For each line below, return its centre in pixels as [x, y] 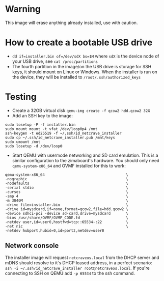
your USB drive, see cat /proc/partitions [55, 61]
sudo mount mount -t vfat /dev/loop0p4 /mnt [51, 129]
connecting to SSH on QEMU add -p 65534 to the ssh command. [70, 273]
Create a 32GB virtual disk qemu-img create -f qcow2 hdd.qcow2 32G [81, 110]
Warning [23, 9]
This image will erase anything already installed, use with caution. [71, 23]
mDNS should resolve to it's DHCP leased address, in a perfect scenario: [79, 263]
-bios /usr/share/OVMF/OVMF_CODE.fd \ [67, 218]
